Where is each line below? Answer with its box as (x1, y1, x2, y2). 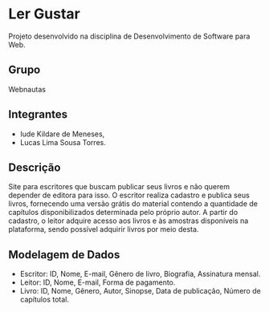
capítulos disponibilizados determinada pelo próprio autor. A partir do (8, 208, 238, 217)
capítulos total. (19, 294, 70, 305)
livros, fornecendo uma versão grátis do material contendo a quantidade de (8, 199, 259, 209)
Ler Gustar (8, 5, 80, 23)
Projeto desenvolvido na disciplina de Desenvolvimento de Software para (8, 31, 251, 41)
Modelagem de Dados (8, 248, 120, 261)
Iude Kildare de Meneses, (19, 129, 105, 139)
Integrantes (8, 107, 68, 121)
